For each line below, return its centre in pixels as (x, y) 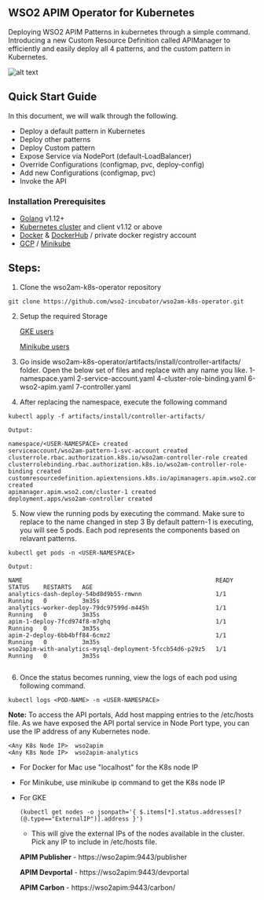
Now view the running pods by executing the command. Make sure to (132, 513)
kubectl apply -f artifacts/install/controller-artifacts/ (107, 416)
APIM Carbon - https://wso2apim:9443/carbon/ (97, 887)
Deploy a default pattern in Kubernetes (82, 131)
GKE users (37, 331)
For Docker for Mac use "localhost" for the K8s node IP (109, 767)
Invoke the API (43, 181)
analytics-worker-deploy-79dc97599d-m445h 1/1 (117, 608)
